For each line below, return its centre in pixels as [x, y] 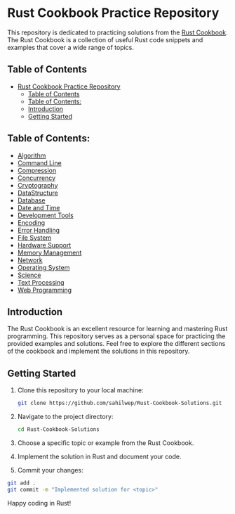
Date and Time [39, 207]
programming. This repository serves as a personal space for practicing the [116, 336]
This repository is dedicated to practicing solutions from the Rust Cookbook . [117, 32]
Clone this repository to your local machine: [80, 390]
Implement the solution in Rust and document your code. [99, 456]
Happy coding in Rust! [39, 503]
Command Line [39, 162]
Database [31, 200]
